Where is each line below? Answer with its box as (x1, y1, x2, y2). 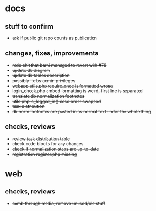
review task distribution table (12, 136, 70, 141)
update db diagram (12, 67, 50, 73)
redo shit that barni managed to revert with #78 (12, 62, 107, 68)
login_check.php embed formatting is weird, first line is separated (12, 88, 143, 94)
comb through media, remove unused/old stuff (12, 200, 106, 206)
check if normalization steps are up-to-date (12, 146, 99, 152)
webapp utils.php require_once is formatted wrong (12, 83, 113, 88)
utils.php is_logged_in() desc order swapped (12, 98, 101, 104)
